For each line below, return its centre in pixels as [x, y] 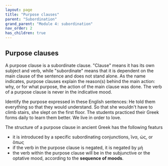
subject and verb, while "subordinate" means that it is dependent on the [79, 70]
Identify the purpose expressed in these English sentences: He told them [80, 101]
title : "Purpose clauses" [32, 14]
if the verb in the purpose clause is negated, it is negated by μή [78, 147]
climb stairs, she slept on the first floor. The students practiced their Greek [82, 112]
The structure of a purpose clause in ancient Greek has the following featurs [84, 127]
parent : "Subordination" [31, 19]
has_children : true [26, 33]
